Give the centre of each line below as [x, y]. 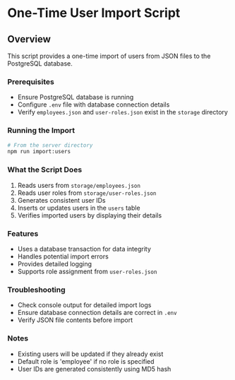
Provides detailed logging [55, 263]
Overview [29, 39]
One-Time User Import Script [94, 13]
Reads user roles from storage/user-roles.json [87, 193]
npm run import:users [39, 152]
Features [23, 233]
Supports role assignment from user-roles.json [87, 271]
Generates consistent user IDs [61, 200]
